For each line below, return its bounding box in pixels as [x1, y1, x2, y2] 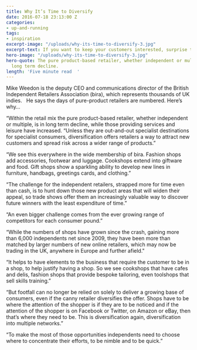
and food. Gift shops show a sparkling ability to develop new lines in [6, 164, 171, 171]
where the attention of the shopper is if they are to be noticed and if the [6, 301, 179, 308]
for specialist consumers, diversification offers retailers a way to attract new [6, 133, 190, 141]
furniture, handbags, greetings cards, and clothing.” [6, 169, 131, 176]
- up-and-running [6, 25, 49, 31]
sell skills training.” [6, 277, 51, 284]
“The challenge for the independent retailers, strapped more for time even [6, 181, 185, 188]
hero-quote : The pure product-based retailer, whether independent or [6, 57, 182, 63]
